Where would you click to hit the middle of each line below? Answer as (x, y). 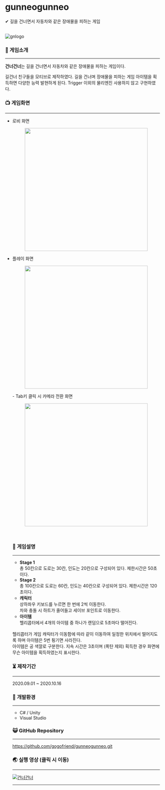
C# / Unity (30, 713)
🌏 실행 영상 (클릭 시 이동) (41, 760)
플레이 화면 (23, 258)
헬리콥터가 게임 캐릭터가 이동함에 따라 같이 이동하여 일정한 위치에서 (76, 634)
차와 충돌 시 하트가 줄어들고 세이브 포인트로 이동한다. (70, 610)
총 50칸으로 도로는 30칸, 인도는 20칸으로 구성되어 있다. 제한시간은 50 (86, 568)
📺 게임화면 (18, 103)
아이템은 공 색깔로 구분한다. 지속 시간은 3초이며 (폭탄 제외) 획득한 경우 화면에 (86, 646)
